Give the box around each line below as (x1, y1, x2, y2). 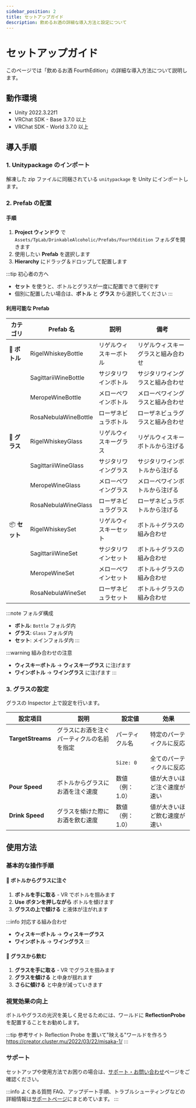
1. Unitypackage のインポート (6, 161, 90, 169)
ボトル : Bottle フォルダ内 (14, 622, 76, 630)
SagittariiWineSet (30, 549, 78, 558)
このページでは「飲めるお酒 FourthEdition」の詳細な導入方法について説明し (6, 67, 188, 74)
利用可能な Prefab (6, 305, 50, 312)
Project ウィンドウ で (14, 228, 66, 235)
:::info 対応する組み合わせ (6, 918, 67, 925)
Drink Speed (9, 812, 44, 820)
